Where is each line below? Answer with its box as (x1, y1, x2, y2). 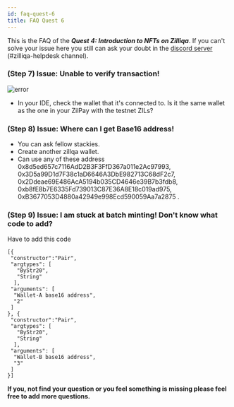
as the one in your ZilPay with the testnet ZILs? (17, 106, 154, 114)
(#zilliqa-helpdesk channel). (7, 51, 89, 60)
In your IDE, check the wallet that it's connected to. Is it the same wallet (17, 98, 226, 107)
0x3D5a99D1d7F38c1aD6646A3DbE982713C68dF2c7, (17, 170, 176, 179)
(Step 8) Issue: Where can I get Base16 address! (7, 124, 175, 134)
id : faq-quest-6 (7, 10, 55, 18)
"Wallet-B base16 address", (13, 354, 97, 361)
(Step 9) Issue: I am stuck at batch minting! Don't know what (7, 210, 218, 220)
